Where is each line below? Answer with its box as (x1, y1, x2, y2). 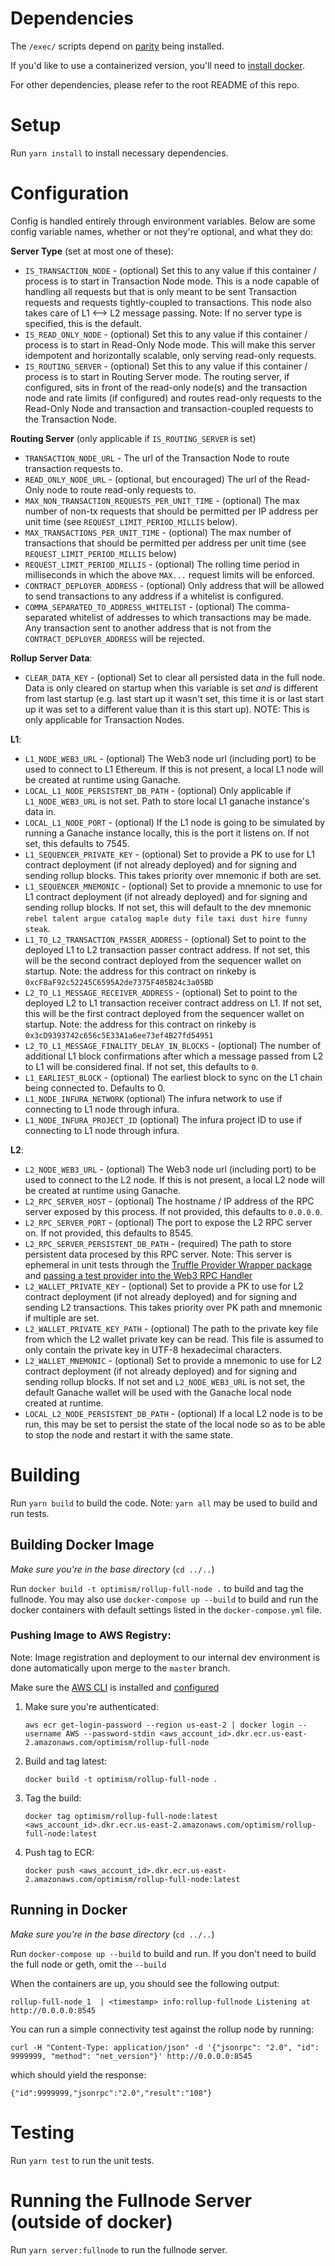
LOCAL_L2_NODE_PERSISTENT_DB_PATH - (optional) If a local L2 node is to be (24, 1407, 323, 1419)
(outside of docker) (10, 2210, 173, 2233)
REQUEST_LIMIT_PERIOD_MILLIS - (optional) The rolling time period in (24, 558, 300, 570)
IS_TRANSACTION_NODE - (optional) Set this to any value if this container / (24, 264, 317, 276)
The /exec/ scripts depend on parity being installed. (10, 40, 225, 52)
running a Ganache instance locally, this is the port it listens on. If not (24, 827, 310, 839)
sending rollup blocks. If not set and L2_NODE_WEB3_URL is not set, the (24, 1375, 306, 1387)
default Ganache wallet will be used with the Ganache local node (24, 1386, 292, 1398)
